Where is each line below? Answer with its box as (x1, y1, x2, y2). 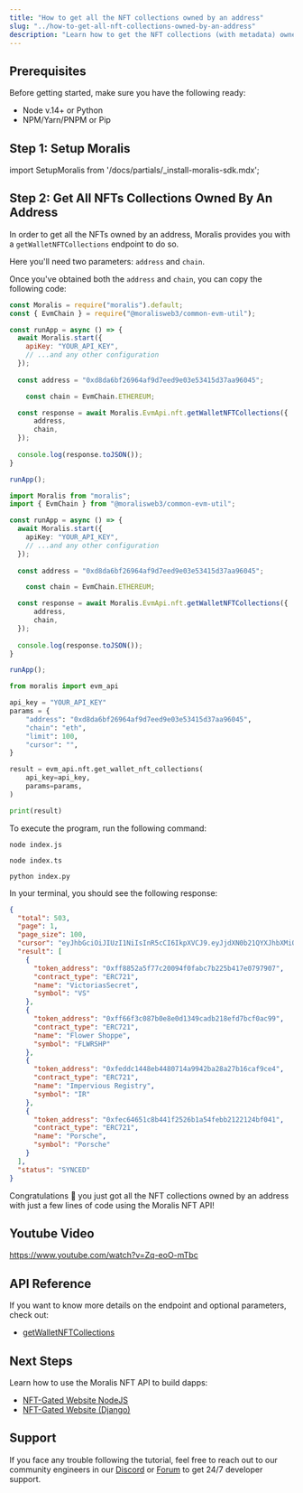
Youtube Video (9, 1226, 95, 1241)
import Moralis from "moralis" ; (9, 491, 131, 500)
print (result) (9, 806, 63, 816)
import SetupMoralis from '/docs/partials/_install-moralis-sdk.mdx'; (9, 164, 260, 175)
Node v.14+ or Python (22, 105, 104, 116)
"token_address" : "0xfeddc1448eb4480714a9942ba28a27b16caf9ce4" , (32, 1065, 284, 1074)
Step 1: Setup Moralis (9, 141, 131, 156)
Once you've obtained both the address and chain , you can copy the (9, 273, 263, 285)
